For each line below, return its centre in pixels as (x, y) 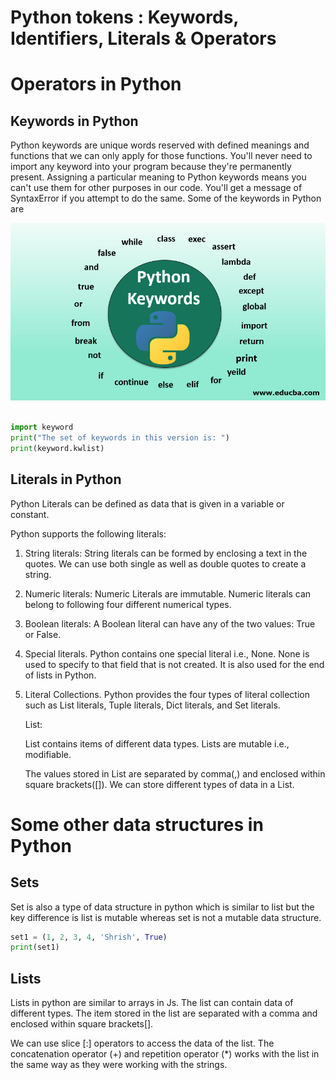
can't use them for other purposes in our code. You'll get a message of (156, 188)
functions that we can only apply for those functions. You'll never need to (161, 156)
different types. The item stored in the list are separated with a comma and (164, 1013)
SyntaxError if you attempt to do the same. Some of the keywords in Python (166, 198)
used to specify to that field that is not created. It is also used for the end (174, 664)
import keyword (42, 427)
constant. (30, 514)
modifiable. (48, 754)
